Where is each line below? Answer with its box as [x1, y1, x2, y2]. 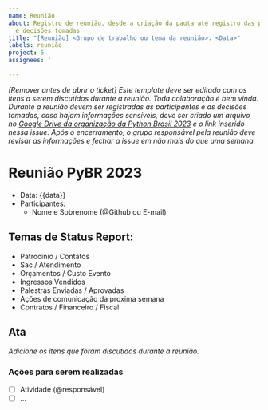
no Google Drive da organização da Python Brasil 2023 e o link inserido [8, 119, 245, 128]
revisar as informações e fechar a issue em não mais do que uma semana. [8, 136, 256, 145]
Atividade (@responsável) [19, 384, 105, 394]
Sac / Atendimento [19, 260, 81, 270]
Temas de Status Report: [8, 231, 134, 244]
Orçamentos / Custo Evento [19, 268, 112, 278]
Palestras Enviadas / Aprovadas [19, 285, 124, 295]
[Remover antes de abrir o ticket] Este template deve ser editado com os [8, 85, 247, 94]
